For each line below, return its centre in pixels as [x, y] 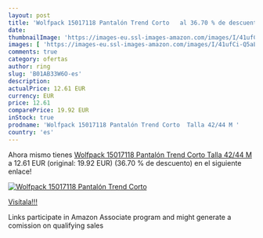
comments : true [33, 52]
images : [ [24, 45]
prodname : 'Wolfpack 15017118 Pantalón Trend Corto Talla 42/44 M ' [124, 125]
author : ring [29, 67]
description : [29, 81]
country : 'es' [31, 132]
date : [17, 30]
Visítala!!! [23, 202]
